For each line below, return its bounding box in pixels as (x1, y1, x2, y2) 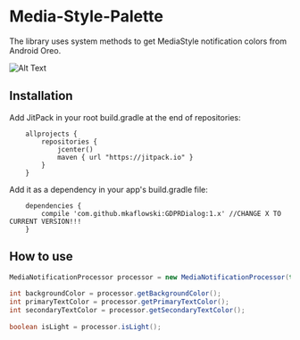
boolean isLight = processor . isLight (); (9, 322, 162, 331)
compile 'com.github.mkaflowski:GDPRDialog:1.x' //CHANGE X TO (41, 209, 281, 218)
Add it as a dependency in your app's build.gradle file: (9, 184, 208, 195)
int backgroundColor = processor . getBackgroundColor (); (9, 289, 221, 298)
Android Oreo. (9, 45, 62, 55)
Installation (9, 88, 73, 104)
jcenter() (56, 145, 94, 153)
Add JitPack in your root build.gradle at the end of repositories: (9, 112, 241, 122)
